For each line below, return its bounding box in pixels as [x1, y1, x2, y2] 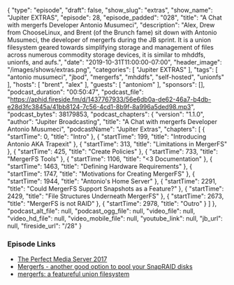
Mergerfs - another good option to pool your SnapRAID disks [17, 263, 193, 271]
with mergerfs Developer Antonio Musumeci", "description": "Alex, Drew [7, 21, 215, 29]
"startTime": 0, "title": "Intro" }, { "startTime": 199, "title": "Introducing [7, 132, 207, 141]
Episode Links [7, 239, 56, 249]
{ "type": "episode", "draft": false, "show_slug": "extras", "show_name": [7, 6, 213, 14]
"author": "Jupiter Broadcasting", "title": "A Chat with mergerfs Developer [7, 118, 218, 125]
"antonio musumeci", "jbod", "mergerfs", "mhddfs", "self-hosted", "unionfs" [7, 73, 225, 81]
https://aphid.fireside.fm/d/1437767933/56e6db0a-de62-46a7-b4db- [10, 95, 212, 104]
